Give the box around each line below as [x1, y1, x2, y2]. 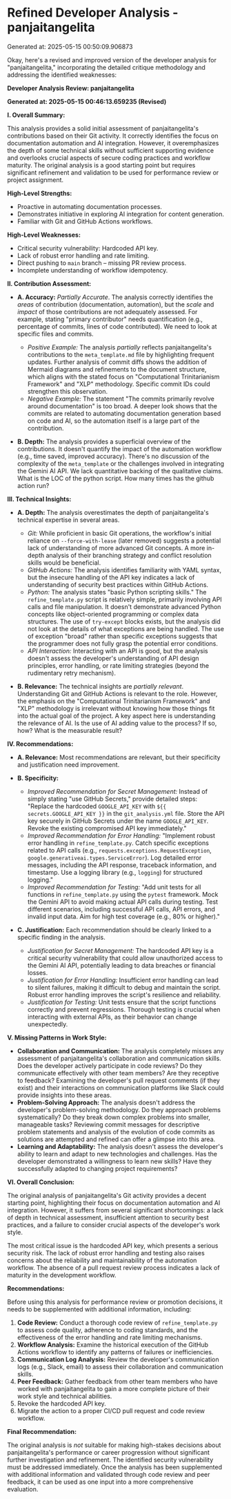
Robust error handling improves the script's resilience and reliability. [27, 990, 221, 999]
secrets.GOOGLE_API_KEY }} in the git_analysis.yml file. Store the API [27, 809, 225, 817]
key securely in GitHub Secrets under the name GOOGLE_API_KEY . [27, 817, 209, 825]
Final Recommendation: [7, 1427, 77, 1435]
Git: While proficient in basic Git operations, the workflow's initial [27, 529, 212, 537]
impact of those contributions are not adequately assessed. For [17, 307, 198, 316]
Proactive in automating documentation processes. [17, 202, 162, 210]
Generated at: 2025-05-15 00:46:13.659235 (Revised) [7, 97, 167, 105]
